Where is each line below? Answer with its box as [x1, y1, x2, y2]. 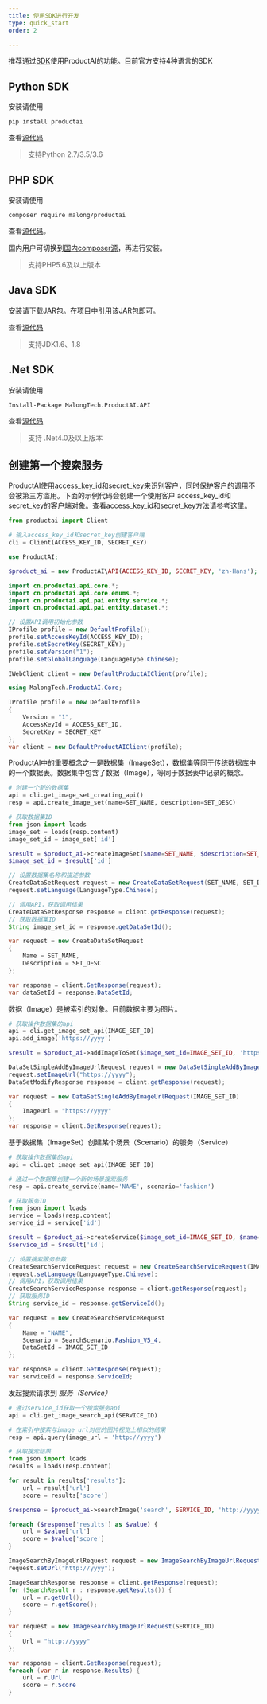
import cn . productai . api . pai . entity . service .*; [8, 596, 169, 605]
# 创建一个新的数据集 [8, 784, 69, 792]
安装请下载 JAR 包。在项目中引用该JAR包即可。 [8, 306, 161, 315]
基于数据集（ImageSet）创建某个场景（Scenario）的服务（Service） [8, 1137, 233, 1147]
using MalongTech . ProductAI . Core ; [8, 684, 123, 692]
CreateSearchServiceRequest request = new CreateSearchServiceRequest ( [8, 1262, 250, 1270]
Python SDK [8, 80, 70, 93]
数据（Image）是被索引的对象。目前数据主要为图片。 [8, 1004, 182, 1013]
